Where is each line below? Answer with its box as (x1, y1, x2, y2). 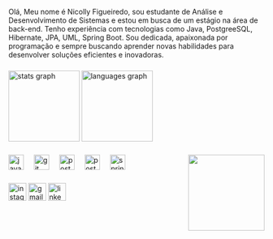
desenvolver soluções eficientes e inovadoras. (8, 50, 164, 59)
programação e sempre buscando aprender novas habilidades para (8, 41, 234, 51)
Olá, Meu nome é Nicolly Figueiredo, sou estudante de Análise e (8, 7, 223, 16)
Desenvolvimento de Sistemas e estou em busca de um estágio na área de (8, 15, 258, 25)
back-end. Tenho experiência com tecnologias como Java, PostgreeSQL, (8, 24, 253, 33)
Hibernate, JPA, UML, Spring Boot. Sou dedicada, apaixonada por (8, 32, 228, 42)
